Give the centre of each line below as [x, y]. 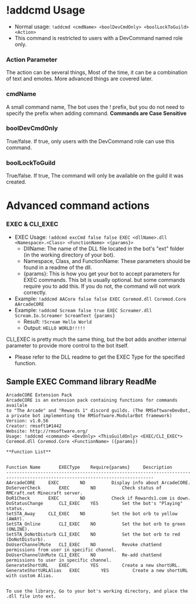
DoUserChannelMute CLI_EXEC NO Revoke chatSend [84, 545]
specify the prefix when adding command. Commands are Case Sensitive [96, 113]
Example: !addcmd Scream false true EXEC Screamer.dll [83, 310]
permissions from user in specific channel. [62, 550]
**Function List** [29, 452]
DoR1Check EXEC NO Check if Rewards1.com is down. [99, 498]
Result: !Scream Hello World [58, 321]
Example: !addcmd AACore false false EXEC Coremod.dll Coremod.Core [100, 298]
